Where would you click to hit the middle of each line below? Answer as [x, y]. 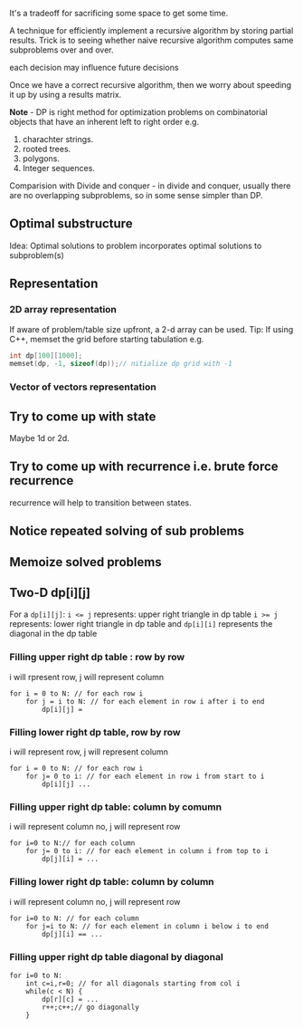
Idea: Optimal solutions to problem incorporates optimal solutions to [136, 245]
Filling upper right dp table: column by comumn [116, 807]
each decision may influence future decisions [94, 67]
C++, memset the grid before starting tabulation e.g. [107, 339]
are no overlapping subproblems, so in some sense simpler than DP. [137, 195]
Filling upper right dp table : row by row [97, 658]
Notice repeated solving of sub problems [127, 531]
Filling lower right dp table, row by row [95, 732]
